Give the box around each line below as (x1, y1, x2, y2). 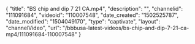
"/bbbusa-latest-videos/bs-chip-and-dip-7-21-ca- (63, 24, 189, 31)
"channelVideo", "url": (6, 24, 62, 31)
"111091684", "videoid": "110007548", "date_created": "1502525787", (6, 11, 179, 19)
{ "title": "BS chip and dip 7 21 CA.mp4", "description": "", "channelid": (6, 5, 183, 12)
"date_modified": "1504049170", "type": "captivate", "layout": (6, 18, 161, 25)
